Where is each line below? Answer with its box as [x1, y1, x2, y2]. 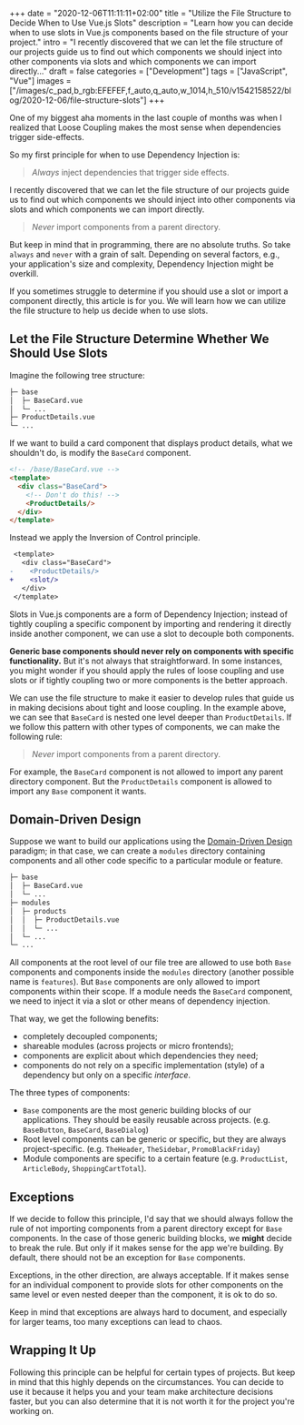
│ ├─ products [9, 906, 67, 915]
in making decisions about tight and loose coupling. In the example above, [9, 702, 287, 712]
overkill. [9, 268, 39, 278]
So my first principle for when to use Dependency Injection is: [9, 149, 240, 160]
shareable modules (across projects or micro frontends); [22, 1041, 234, 1052]
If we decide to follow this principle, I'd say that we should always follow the [9, 1214, 293, 1225]
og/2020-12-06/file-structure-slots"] [9, 95, 147, 106]
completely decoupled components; [22, 1031, 158, 1042]
